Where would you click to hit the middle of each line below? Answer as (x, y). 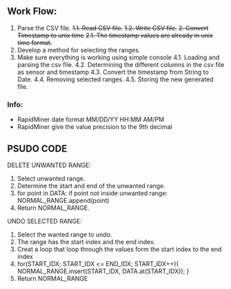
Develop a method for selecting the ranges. (79, 50)
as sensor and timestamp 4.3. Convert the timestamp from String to (113, 72)
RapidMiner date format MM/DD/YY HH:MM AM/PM (91, 119)
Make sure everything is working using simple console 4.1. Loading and (118, 57)
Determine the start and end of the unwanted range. (91, 186)
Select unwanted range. (51, 178)
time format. (34, 42)
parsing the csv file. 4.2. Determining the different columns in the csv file (121, 64)
